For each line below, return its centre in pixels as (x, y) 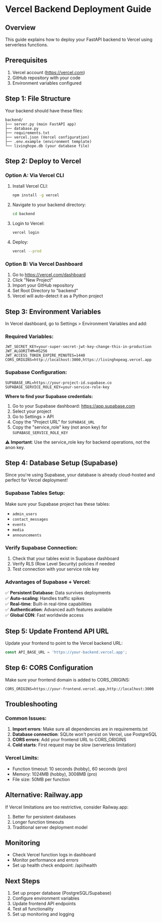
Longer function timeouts (38, 822)
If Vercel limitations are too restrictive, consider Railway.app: (67, 807)
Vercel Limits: (22, 758)
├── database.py (22, 128)
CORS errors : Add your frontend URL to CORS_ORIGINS (69, 740)
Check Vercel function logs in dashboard (54, 855)
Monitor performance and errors (45, 860)
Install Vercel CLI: (30, 186)
